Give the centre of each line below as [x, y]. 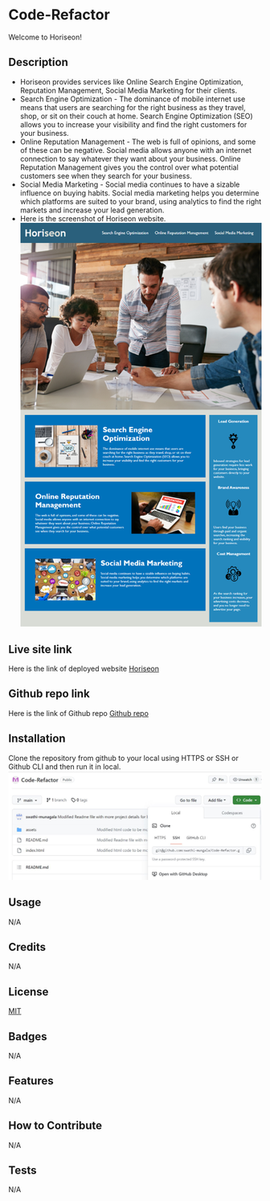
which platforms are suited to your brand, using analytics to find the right [141, 201]
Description [38, 62]
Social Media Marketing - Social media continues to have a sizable [130, 184]
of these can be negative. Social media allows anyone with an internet [135, 150]
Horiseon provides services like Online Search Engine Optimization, [131, 81]
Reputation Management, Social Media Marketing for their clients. [129, 90]
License [29, 991]
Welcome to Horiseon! [45, 37]
